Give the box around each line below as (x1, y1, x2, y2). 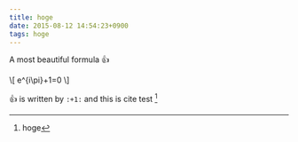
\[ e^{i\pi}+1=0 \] (9, 75, 70, 85)
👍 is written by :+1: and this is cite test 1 (9, 92, 158, 105)
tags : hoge (9, 29, 50, 38)
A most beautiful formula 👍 (9, 54, 110, 65)
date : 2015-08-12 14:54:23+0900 (9, 21, 129, 30)
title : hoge (9, 12, 53, 22)
